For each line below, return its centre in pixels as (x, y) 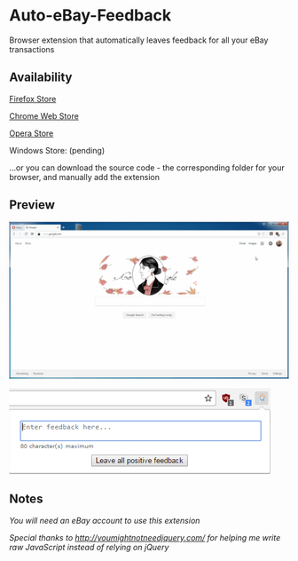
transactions (32, 49)
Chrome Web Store (44, 115)
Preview (32, 205)
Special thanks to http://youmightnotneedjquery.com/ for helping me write (145, 537)
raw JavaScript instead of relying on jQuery (89, 547)
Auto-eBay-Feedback (90, 16)
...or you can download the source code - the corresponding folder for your (147, 167)
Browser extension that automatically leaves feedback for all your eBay (139, 40)
